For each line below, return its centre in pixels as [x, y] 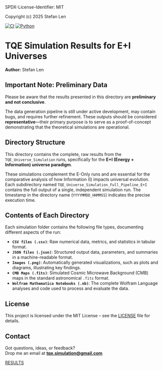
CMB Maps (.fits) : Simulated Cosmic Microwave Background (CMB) [80, 273]
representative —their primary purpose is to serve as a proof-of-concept [78, 122]
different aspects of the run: [33, 232]
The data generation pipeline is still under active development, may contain [80, 111]
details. [12, 321]
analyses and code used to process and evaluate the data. [71, 288]
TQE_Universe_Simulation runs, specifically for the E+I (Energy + [70, 159]
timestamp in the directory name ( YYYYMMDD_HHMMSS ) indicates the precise [78, 195]
